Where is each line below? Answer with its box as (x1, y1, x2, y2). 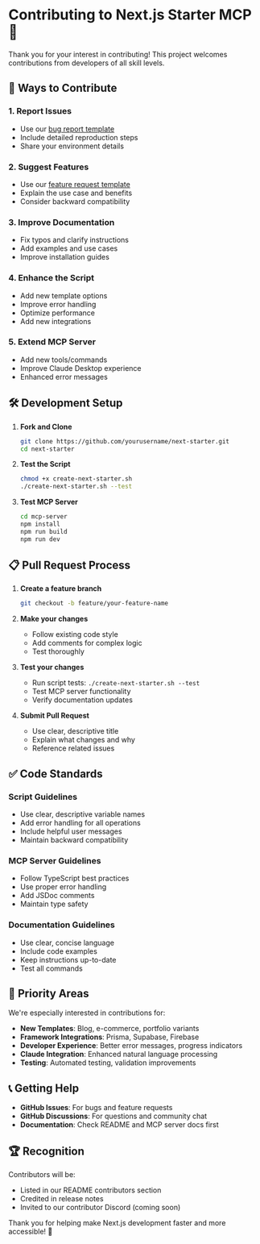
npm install (19, 520, 60, 528)
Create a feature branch (19, 584, 102, 593)
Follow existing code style (31, 630, 118, 639)
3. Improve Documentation (8, 216, 115, 227)
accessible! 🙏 (8, 1227, 53, 1237)
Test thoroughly (31, 647, 85, 656)
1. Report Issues (8, 106, 72, 117)
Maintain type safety (19, 899, 89, 909)
